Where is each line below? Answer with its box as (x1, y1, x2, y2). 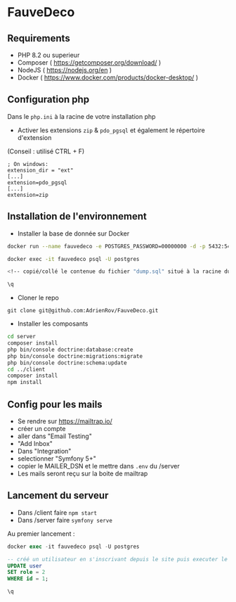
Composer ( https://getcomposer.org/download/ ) (17, 58, 162, 67)
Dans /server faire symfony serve (17, 515, 112, 524)
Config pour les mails (7, 398, 103, 410)
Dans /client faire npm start (17, 508, 97, 517)
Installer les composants (17, 319, 88, 328)
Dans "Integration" (17, 447, 72, 455)
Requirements (7, 32, 70, 44)
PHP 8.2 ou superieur (17, 51, 80, 59)
